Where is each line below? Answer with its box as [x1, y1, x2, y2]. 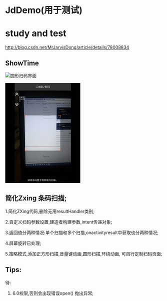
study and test [5, 28, 66, 39]
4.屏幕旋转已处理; [5, 240, 41, 246]
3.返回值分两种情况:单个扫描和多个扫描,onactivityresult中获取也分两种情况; [5, 229, 159, 235]
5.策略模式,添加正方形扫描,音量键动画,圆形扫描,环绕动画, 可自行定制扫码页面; [5, 250, 162, 256]
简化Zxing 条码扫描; [5, 194, 67, 202]
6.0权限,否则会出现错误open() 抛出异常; [12, 290, 94, 296]
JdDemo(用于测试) [5, 4, 82, 16]
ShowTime [5, 58, 39, 67]
